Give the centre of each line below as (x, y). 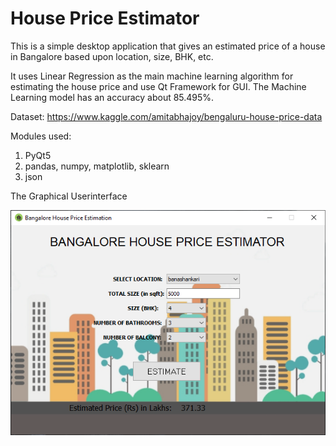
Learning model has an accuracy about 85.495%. (112, 97)
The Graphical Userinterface (69, 196)
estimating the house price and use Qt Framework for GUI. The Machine (158, 86)
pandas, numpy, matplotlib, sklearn (97, 166)
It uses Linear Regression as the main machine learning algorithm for (152, 76)
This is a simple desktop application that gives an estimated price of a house (168, 46)
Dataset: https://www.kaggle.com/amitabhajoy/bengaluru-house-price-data (166, 116)
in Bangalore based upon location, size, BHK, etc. (112, 56)
